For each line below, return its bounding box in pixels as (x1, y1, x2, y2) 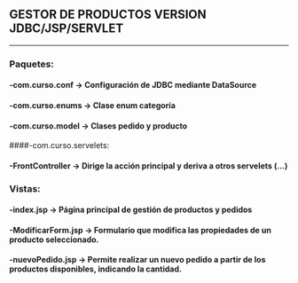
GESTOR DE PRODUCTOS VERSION (9, 7, 207, 22)
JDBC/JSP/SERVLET (9, 21, 124, 36)
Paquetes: (9, 58, 55, 70)
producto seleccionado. (9, 234, 99, 245)
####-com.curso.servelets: (9, 140, 110, 151)
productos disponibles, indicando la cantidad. (9, 263, 182, 274)
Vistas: (9, 182, 42, 194)
